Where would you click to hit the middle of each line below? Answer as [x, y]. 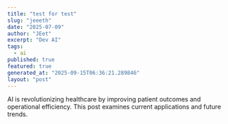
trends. [18, 114]
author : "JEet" [30, 33]
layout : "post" [30, 79]
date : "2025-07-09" [36, 27]
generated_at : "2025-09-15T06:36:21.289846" [74, 73]
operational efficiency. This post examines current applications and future [114, 107]
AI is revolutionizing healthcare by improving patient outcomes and [104, 99]
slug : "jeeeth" [30, 20]
